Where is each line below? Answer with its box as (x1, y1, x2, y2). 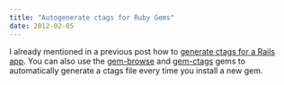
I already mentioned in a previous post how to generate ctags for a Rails (9, 46, 276, 56)
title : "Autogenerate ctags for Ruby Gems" (9, 13, 175, 22)
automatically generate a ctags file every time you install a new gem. (9, 64, 263, 76)
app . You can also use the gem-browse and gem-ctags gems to (9, 55, 245, 66)
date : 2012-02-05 (9, 21, 75, 30)
